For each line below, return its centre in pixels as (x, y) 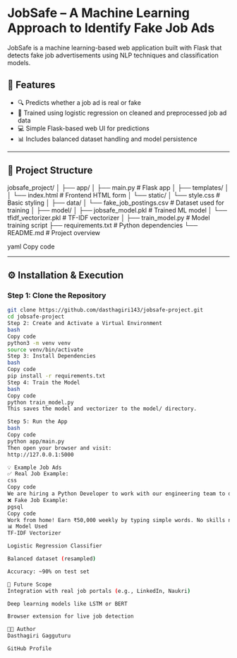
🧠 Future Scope (30, 584)
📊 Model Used (28, 527)
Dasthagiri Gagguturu (39, 636)
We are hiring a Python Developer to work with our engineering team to (116, 494)
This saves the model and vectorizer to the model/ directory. (102, 409)
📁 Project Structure (50, 170)
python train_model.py (41, 402)
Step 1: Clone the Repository (57, 295)
